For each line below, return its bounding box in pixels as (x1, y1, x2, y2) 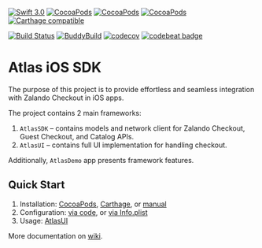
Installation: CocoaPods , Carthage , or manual (19, 199, 167, 209)
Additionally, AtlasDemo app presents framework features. (8, 155, 194, 165)
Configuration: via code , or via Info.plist (19, 207, 148, 217)
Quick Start (8, 178, 65, 192)
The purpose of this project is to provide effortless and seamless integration (8, 84, 255, 94)
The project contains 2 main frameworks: (8, 108, 142, 117)
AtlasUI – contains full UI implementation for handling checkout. (19, 140, 227, 150)
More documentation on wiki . (8, 231, 103, 240)
